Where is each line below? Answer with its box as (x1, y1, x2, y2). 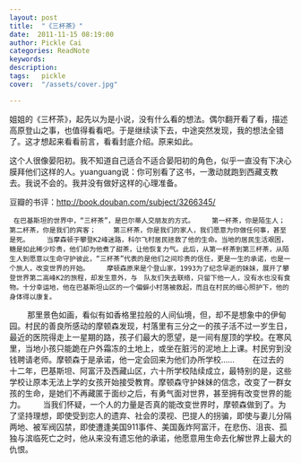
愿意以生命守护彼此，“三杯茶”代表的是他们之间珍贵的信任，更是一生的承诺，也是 (29, 254, 284, 263)
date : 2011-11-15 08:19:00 (9, 30, 115, 39)
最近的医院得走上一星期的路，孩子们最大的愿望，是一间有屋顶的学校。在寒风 (9, 331, 292, 342)
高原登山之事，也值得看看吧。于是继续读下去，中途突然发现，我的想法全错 (9, 125, 284, 135)
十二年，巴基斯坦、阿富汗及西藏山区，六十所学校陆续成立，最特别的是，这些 (9, 365, 292, 376)
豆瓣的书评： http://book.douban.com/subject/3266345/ (9, 197, 217, 207)
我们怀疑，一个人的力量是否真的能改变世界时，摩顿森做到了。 (50, 398, 279, 409)
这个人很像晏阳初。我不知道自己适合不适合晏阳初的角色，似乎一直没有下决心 (9, 154, 292, 166)
